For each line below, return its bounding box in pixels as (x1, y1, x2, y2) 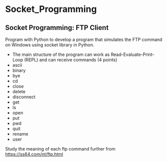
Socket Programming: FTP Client (5, 23, 109, 32)
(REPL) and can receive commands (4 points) (24, 57, 118, 63)
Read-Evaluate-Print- (110, 51, 155, 57)
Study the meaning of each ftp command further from (5, 146, 116, 152)
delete (12, 89, 26, 94)
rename (12, 131, 28, 137)
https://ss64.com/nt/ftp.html (5, 151, 63, 157)
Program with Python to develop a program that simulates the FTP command (5, 36, 163, 42)
